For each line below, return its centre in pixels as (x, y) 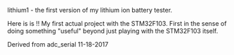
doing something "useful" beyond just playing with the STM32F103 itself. (113, 31)
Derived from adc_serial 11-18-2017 (58, 44)
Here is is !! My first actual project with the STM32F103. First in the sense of (117, 23)
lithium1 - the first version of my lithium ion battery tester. (90, 10)
